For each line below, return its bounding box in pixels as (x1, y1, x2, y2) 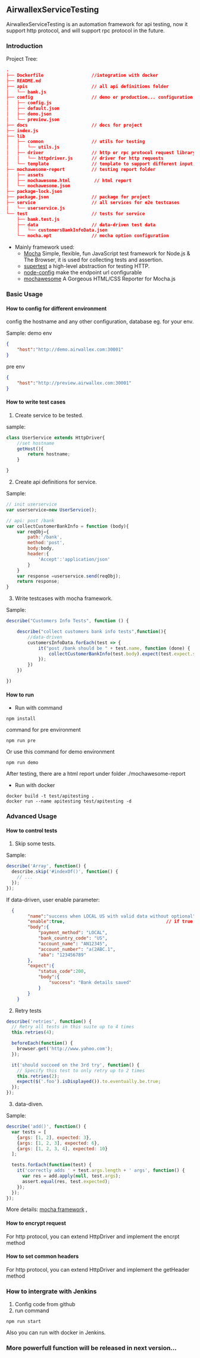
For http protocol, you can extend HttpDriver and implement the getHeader (6, 1266, 190, 1273)
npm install (6, 716, 36, 722)
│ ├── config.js (6, 100, 52, 106)
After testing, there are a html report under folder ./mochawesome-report (6, 770, 186, 778)
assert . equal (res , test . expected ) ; (21, 1178, 111, 1184)
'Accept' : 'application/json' (37, 556, 111, 562)
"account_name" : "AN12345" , (37, 941, 108, 947)
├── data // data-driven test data (17, 221, 156, 228)
